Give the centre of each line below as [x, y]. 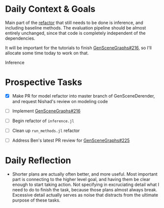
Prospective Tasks [44, 82]
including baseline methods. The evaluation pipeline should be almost [76, 27]
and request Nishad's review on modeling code [60, 101]
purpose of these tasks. [36, 200]
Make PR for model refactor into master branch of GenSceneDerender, [83, 96]
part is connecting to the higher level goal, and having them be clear [81, 180]
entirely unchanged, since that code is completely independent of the [75, 33]
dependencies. [20, 38]
